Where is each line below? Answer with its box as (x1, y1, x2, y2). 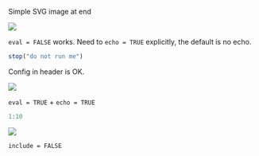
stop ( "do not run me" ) (8, 53, 83, 60)
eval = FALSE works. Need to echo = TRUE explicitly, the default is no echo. (8, 37, 252, 46)
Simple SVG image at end (8, 7, 91, 16)
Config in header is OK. (8, 67, 85, 76)
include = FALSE (8, 142, 62, 150)
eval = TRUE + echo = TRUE (8, 97, 95, 107)
